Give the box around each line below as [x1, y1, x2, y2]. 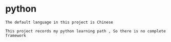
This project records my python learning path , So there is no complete [5, 28, 166, 33]
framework [5, 33, 27, 38]
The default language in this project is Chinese [5, 20, 114, 25]
